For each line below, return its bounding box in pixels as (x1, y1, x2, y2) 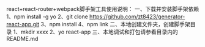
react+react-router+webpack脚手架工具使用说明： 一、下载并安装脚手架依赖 (6, 5, 199, 12)
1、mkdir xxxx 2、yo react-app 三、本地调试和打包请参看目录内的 (13, 28, 179, 35)
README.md (6, 35, 39, 42)
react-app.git (6, 21, 40, 27)
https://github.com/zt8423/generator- (89, 13, 185, 20)
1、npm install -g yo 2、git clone (6, 13, 89, 20)
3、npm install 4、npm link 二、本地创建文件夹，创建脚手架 (40, 21, 191, 27)
